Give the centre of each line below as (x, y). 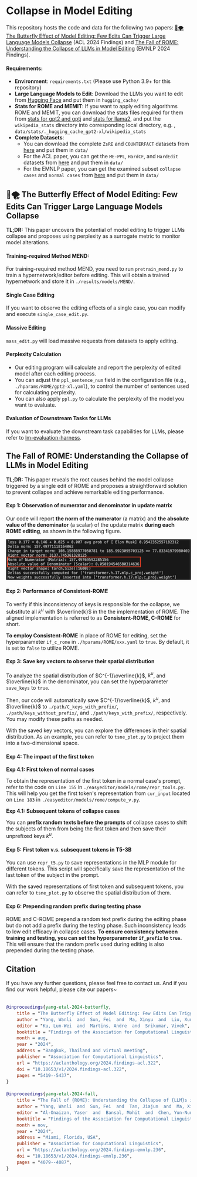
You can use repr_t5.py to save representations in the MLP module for (91, 863)
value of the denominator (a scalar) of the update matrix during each (90, 524)
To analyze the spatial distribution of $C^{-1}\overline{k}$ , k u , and (86, 675)
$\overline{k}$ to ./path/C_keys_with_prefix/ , (62, 707)
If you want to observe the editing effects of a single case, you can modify (96, 308)
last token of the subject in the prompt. (53, 875)
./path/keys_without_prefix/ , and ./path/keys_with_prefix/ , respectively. (97, 713)
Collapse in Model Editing (69, 11)
